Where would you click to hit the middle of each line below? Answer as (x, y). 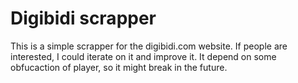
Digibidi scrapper (83, 18)
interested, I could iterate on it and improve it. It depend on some (143, 56)
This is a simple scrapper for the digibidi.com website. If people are (149, 46)
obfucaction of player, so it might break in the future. (119, 67)
